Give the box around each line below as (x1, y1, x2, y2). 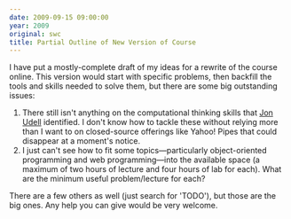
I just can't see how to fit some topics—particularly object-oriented (21, 145, 268, 156)
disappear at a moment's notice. (21, 136, 140, 146)
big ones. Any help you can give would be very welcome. (9, 200, 218, 211)
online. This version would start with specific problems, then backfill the (9, 72, 272, 82)
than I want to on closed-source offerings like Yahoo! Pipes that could (21, 126, 278, 137)
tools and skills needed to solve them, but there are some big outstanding (9, 81, 278, 91)
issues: (9, 90, 35, 101)
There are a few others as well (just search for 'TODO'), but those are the (9, 191, 277, 201)
